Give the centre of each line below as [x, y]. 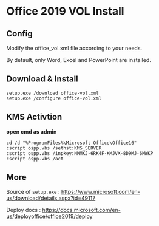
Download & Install [42, 79]
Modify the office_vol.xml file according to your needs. [74, 48]
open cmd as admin [32, 131]
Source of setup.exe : [33, 192]
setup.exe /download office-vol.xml [52, 93]
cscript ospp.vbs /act [35, 159]
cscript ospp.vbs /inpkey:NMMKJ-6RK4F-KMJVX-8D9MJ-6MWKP [80, 153]
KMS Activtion [34, 117]
